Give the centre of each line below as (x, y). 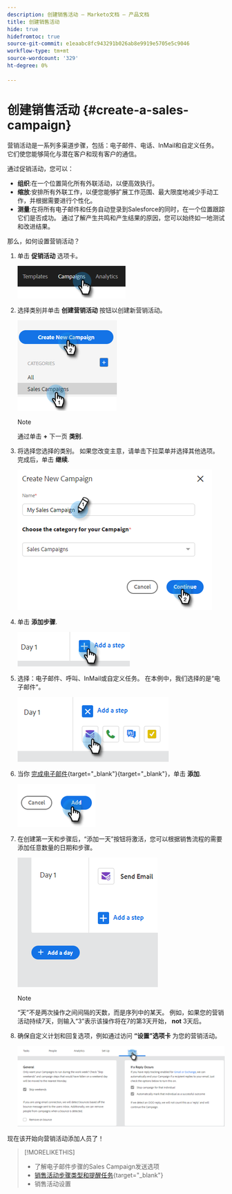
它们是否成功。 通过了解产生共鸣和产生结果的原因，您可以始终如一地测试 (121, 218)
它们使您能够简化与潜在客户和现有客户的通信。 (74, 154)
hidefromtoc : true (33, 37)
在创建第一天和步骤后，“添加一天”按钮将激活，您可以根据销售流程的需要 (120, 838)
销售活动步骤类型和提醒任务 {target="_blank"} (99, 1175)
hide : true (23, 29)
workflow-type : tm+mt (38, 51)
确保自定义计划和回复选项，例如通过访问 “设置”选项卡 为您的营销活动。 (119, 1035)
